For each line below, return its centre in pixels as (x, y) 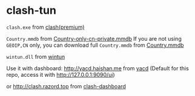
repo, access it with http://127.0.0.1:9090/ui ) (61, 74)
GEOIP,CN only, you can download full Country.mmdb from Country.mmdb (95, 45)
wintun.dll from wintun (36, 56)
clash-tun (31, 10)
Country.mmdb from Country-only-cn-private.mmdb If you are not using (94, 38)
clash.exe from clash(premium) (45, 27)
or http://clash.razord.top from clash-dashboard (66, 86)
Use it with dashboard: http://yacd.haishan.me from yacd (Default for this (97, 68)
